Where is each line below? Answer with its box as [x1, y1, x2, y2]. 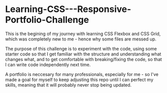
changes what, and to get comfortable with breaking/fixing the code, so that [5, 56, 162, 62]
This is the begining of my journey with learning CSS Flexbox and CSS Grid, [5, 30, 161, 36]
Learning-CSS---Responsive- [5, 3, 131, 15]
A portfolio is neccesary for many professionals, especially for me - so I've [5, 71, 158, 77]
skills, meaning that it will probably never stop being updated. [5, 81, 131, 88]
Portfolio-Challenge [5, 14, 89, 25]
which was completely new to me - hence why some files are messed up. [5, 36, 156, 42]
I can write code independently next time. [5, 61, 91, 67]
